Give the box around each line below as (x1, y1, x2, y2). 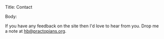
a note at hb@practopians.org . (5, 28, 67, 34)
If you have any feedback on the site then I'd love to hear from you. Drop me (5, 23, 159, 29)
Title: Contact (5, 4, 33, 10)
